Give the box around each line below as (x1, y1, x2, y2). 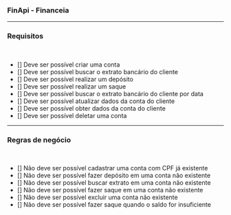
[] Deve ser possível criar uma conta (16, 60, 120, 69)
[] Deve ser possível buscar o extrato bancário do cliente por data (16, 89, 204, 98)
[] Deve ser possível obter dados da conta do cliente (16, 104, 166, 112)
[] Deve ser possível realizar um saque (16, 82, 126, 91)
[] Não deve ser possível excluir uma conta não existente (16, 193, 178, 201)
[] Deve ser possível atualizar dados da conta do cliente (16, 97, 175, 105)
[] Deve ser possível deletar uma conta (16, 111, 127, 120)
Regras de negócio (7, 135, 71, 144)
